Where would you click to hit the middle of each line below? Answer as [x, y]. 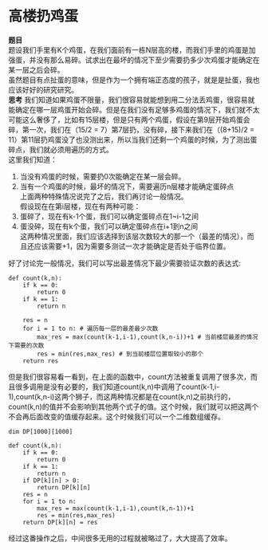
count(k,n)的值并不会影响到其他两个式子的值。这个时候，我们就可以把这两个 [134, 407]
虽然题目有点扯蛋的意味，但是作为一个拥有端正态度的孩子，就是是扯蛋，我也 [134, 80]
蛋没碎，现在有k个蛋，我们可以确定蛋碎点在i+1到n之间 [109, 226]
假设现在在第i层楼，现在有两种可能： [80, 206]
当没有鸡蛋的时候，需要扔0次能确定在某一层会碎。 [102, 176]
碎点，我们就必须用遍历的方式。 [61, 149]
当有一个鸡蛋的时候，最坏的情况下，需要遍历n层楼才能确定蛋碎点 [127, 186]
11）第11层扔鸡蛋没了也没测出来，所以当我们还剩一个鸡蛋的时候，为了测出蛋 [133, 139]
